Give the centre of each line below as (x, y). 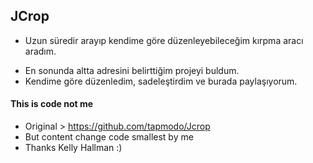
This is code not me (52, 104)
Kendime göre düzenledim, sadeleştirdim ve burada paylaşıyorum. (161, 81)
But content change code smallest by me (109, 137)
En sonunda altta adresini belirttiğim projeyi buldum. (132, 70)
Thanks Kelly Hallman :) (73, 148)
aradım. (40, 51)
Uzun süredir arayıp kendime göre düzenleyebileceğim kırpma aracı (164, 40)
